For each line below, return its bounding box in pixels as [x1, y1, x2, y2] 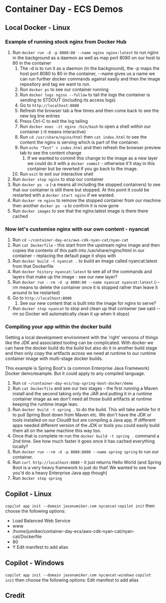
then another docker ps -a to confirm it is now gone [12, 202, 119, 208]
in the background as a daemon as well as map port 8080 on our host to [12, 55, 161, 61]
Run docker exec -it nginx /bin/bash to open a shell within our [19, 123, 151, 129]
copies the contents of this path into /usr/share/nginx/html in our [12, 248, 145, 254]
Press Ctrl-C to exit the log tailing [19, 118, 88, 124]
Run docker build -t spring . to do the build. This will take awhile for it [12, 407, 161, 413]
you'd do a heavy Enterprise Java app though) [12, 470, 108, 476]
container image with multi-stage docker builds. [5, 355, 103, 361]
